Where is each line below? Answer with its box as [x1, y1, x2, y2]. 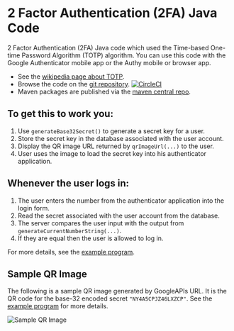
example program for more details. [7, 302, 108, 310]
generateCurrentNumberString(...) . [17, 226, 122, 235]
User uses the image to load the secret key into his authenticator [17, 149, 207, 157]
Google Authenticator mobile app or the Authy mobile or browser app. [7, 58, 211, 67]
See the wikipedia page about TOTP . [17, 72, 125, 81]
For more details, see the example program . [7, 247, 135, 256]
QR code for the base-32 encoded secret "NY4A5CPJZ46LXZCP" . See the [7, 294, 213, 303]
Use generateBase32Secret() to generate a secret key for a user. [17, 126, 206, 135]
